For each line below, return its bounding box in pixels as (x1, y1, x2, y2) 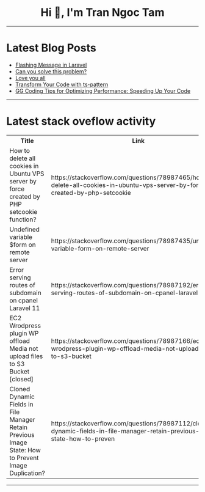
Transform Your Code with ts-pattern (15, 81, 109, 88)
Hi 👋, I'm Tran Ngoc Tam (40, 6, 165, 20)
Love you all (15, 74, 46, 81)
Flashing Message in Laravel (15, 61, 87, 68)
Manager (9, 415, 35, 424)
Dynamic (9, 392, 35, 401)
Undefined (9, 225, 40, 233)
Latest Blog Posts (6, 41, 96, 55)
